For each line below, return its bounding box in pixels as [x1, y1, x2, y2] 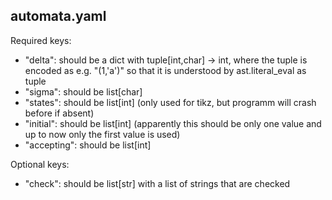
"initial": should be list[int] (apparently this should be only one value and [24, 117, 322, 129]
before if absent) [24, 107, 95, 119]
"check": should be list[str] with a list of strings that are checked [24, 177, 291, 189]
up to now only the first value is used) [24, 128, 181, 140]
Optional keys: [10, 158, 70, 170]
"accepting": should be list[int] [24, 139, 152, 151]
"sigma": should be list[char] [24, 85, 143, 98]
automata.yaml [10, 8, 107, 25]
